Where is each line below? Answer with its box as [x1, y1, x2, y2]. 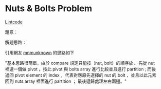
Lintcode [5, 19, 23, 25]
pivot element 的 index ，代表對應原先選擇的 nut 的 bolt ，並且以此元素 [14, 72, 157, 78]
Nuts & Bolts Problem [5, 3, 92, 14]
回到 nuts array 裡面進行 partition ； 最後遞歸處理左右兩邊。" [5, 78, 127, 84]
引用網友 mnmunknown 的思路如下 [5, 50, 74, 55]
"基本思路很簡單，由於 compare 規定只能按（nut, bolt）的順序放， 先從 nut [5, 60, 155, 66]
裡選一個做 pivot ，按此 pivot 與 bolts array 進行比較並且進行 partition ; [5, 66, 146, 72]
